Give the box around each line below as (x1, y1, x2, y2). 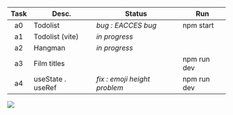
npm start (182, 21, 214, 30)
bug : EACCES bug (96, 21, 157, 30)
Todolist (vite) (33, 32, 79, 41)
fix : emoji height (96, 74, 150, 84)
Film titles (33, 59, 65, 68)
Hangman (33, 43, 66, 53)
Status (124, 9, 148, 18)
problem (96, 83, 123, 92)
